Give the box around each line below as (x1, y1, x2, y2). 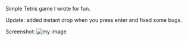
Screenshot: (5, 28, 36, 35)
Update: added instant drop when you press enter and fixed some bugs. (5, 17, 182, 23)
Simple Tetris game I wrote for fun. (5, 5, 90, 12)
